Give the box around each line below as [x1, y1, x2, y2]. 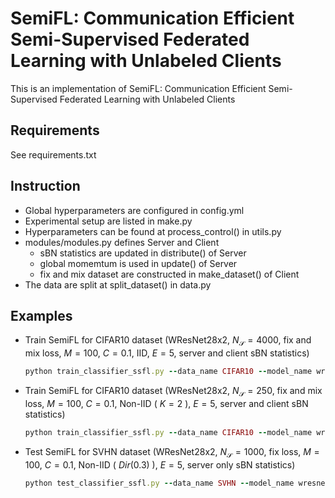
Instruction [10, 178, 81, 195]
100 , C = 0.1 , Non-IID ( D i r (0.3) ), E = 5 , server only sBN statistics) [24, 458, 296, 471]
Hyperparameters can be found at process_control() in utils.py [24, 225, 282, 237]
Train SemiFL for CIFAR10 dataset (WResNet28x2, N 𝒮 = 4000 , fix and [24, 334, 312, 349]
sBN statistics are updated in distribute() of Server [39, 247, 247, 259]
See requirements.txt [10, 148, 97, 161]
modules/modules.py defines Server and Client [24, 236, 220, 248]
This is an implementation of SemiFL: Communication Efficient [10, 82, 267, 94]
